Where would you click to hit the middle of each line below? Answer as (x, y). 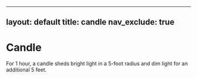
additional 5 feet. (26, 70)
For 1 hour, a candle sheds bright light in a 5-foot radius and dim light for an (97, 64)
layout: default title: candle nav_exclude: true (90, 22)
